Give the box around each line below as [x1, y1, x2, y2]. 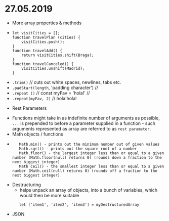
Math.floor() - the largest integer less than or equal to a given [19, 150, 164, 156]
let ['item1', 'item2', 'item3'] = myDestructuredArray [19, 202, 140, 207]
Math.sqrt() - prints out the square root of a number [19, 146, 137, 151]
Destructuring [12, 182, 41, 188]
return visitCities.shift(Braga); [21, 53, 94, 58]
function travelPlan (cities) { [12, 35, 80, 40]
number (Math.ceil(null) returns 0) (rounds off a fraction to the [12, 168, 157, 173]
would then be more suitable [19, 192, 79, 198]
